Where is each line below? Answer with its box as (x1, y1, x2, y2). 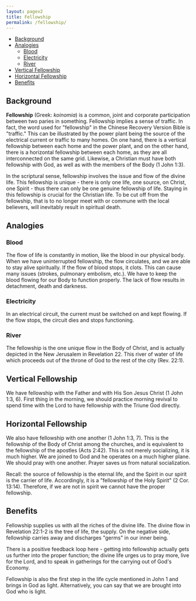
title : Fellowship (6, 14, 51, 20)
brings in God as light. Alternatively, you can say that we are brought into (6, 582, 181, 589)
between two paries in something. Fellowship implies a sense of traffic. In (6, 118, 183, 125)
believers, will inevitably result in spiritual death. (6, 204, 122, 211)
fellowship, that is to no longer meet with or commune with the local (6, 197, 170, 205)
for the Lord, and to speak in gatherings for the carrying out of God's (6, 558, 172, 565)
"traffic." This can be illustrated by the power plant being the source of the (6, 130, 185, 138)
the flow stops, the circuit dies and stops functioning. (6, 317, 135, 324)
